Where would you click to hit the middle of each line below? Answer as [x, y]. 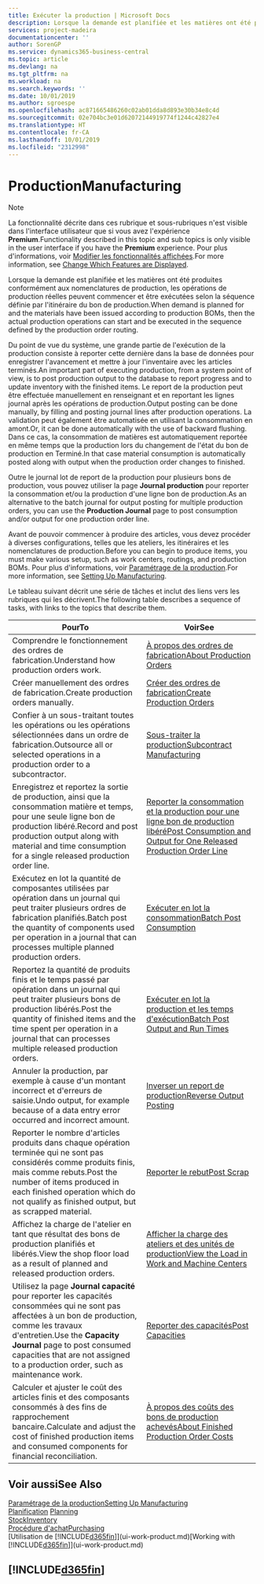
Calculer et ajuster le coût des [67, 1387]
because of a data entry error [66, 1111]
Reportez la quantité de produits [71, 970]
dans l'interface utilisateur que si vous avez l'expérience [99, 231]
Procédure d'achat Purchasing [56, 1528]
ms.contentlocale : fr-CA [49, 132]
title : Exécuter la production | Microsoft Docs [89, 15]
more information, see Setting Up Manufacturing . [88, 576]
